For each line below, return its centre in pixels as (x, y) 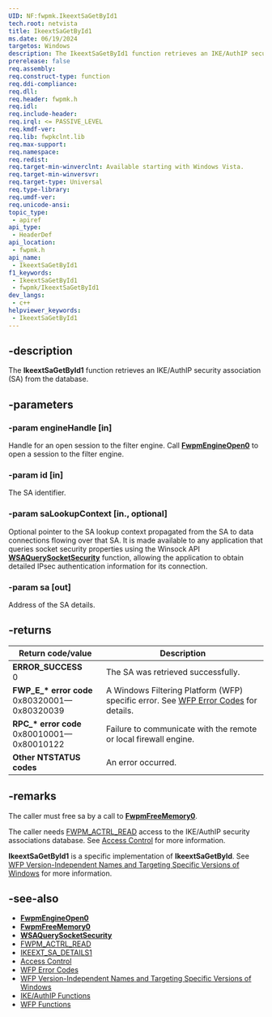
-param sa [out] (40, 587)
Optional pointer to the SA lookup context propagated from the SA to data (131, 531)
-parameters (41, 404)
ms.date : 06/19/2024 (43, 39)
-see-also (34, 899)
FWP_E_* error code (53, 690)
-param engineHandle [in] (60, 427)
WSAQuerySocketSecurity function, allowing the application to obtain (126, 557)
